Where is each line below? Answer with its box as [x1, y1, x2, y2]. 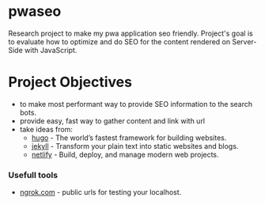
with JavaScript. [25, 45, 78, 55]
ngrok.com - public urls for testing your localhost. [19, 188, 182, 197]
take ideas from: [19, 124, 74, 134]
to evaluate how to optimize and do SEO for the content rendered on [8, 36, 231, 46]
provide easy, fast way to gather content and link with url [19, 116, 206, 125]
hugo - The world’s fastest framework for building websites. [31, 133, 227, 142]
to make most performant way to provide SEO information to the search [19, 99, 253, 108]
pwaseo [8, 2, 62, 21]
